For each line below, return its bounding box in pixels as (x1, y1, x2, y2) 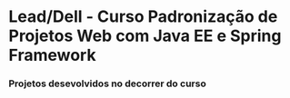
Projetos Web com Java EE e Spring (8, 25, 282, 46)
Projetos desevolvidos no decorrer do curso (8, 77, 206, 90)
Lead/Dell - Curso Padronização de (8, 6, 278, 27)
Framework (8, 45, 96, 65)
